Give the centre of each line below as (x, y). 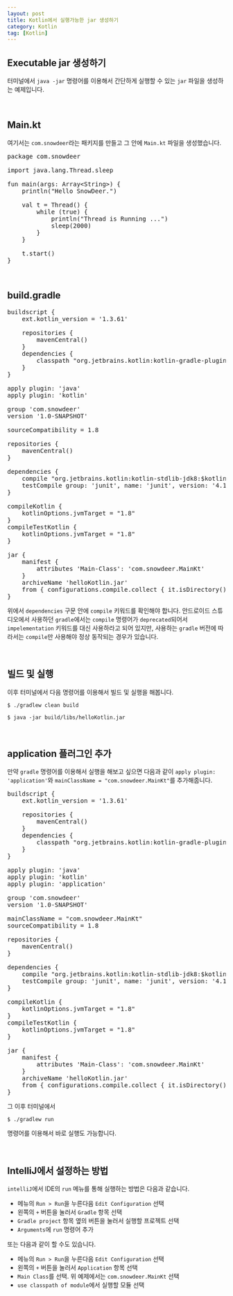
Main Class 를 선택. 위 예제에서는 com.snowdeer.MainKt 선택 (98, 1277)
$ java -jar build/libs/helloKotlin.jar (67, 717)
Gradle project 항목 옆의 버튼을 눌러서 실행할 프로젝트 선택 (98, 1221)
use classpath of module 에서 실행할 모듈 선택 (81, 1285)
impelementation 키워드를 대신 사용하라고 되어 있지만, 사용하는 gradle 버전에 (112, 628)
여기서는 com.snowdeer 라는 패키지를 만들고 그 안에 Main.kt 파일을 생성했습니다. (114, 142)
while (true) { (62, 212)
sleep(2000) (71, 225)
